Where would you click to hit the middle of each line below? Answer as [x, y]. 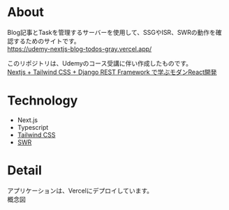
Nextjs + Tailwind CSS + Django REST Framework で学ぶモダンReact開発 [112, 72]
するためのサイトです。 [46, 41]
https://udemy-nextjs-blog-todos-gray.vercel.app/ [80, 49]
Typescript [33, 127]
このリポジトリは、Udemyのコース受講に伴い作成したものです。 [99, 63]
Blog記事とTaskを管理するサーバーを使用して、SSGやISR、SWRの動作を [112, 32]
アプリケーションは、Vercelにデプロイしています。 [80, 190]
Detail [24, 171]
